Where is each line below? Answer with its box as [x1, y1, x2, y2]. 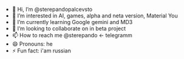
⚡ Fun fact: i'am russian [12, 47, 71, 54]
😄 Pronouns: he [12, 40, 53, 48]
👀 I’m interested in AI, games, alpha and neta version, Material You [12, 12, 178, 19]
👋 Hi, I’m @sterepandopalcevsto [12, 6, 93, 13]
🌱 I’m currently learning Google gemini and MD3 [12, 19, 133, 25]
